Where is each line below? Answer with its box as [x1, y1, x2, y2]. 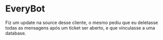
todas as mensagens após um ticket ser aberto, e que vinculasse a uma [5, 24, 155, 30]
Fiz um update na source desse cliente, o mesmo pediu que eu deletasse [5, 19, 158, 25]
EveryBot [5, 3, 45, 14]
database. [5, 30, 26, 36]
